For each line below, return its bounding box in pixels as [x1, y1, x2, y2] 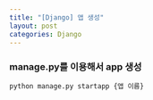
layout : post [9, 21, 58, 30]
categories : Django [9, 29, 82, 38]
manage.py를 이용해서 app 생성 [9, 61, 142, 73]
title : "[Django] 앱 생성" [9, 12, 105, 22]
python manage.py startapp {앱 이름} [9, 81, 145, 90]
